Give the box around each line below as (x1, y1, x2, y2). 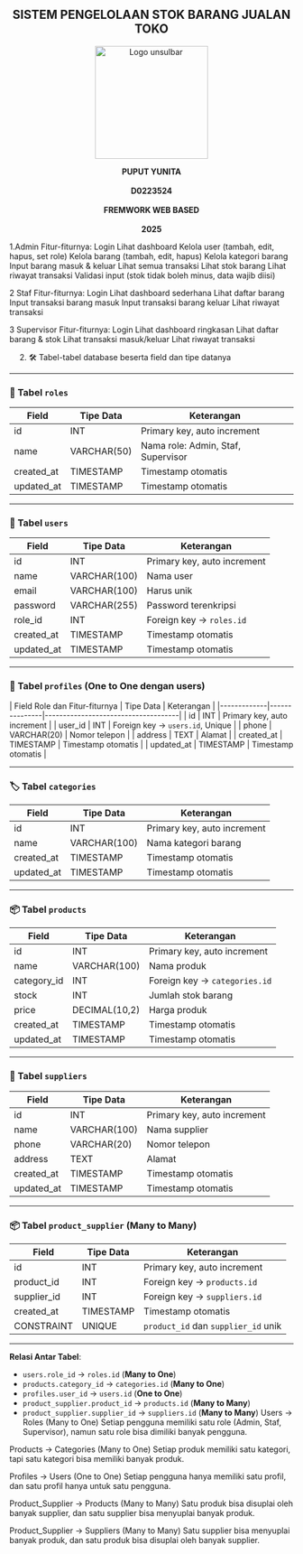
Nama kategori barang (146, 837, 242, 849)
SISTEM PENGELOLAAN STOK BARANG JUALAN (12, 7, 291, 23)
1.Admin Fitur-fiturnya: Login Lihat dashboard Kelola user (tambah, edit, (9, 241, 275, 252)
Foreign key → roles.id (146, 614, 247, 627)
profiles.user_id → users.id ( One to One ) (22, 1388, 183, 1399)
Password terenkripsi (146, 600, 236, 612)
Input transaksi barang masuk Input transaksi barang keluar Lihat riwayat (9, 297, 280, 308)
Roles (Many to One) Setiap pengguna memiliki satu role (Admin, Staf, (22, 1417, 282, 1428)
